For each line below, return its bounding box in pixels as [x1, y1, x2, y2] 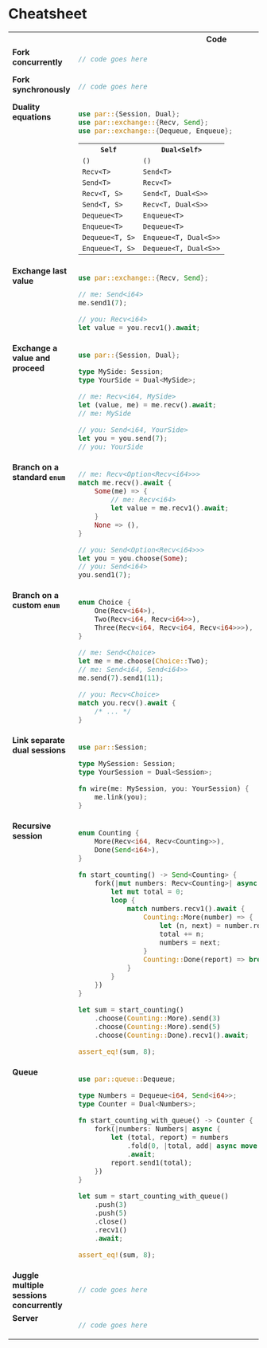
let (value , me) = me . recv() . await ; [78, 400, 217, 409]
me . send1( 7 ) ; [78, 298, 127, 307]
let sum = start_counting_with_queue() [78, 1191, 229, 1201]
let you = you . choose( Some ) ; [78, 553, 188, 563]
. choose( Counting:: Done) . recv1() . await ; [94, 1030, 250, 1039]
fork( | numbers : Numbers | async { [94, 1124, 221, 1133]
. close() [94, 1216, 127, 1226]
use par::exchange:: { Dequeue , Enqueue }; [78, 126, 233, 136]
